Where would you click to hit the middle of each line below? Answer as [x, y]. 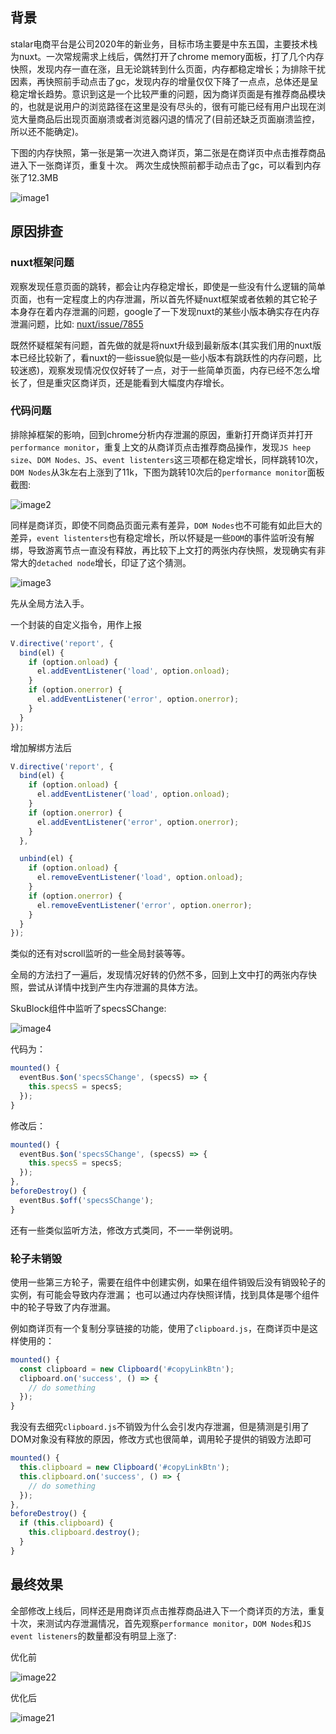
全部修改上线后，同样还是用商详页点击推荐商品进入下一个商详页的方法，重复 [168, 1610]
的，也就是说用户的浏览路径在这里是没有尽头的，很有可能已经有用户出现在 [163, 106]
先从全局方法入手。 [50, 603]
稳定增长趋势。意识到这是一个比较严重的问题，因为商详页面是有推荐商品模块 [168, 94]
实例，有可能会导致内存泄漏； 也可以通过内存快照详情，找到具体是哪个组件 [165, 1294]
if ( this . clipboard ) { [66, 1523]
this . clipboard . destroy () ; [84, 1533]
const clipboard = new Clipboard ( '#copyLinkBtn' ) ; [127, 1369]
